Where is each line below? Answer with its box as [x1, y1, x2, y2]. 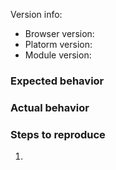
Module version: [24, 49, 92, 61]
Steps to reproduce [10, 127, 106, 141]
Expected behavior [10, 74, 105, 88]
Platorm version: [24, 39, 93, 50]
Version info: [10, 9, 63, 20]
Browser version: [24, 28, 95, 39]
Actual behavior [10, 100, 90, 114]
